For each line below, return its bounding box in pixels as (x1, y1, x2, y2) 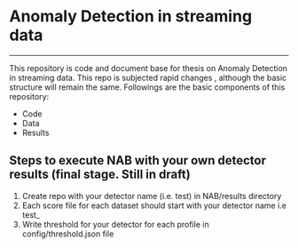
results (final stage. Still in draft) (9, 167, 191, 182)
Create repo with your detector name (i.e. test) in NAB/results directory (21, 190, 282, 201)
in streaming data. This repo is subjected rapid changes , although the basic (9, 72, 287, 83)
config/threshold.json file (21, 228, 114, 239)
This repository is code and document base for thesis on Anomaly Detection (9, 62, 288, 73)
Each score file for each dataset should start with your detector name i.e (21, 200, 286, 211)
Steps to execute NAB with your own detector (9, 153, 266, 168)
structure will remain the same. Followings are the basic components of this (9, 82, 286, 92)
